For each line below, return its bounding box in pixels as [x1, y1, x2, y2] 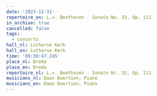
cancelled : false [6, 25, 50, 32]
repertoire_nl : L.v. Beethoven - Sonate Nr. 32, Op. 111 [6, 70, 152, 76]
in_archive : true [6, 20, 50, 26]
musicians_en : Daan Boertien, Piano [6, 81, 98, 87]
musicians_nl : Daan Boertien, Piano [6, 75, 98, 81]
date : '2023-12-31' [6, 8, 55, 15]
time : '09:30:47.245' [6, 53, 61, 59]
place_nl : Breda [6, 58, 47, 64]
